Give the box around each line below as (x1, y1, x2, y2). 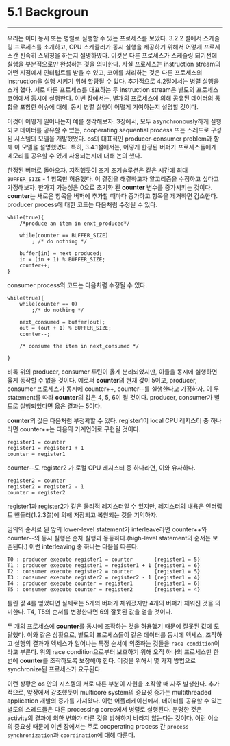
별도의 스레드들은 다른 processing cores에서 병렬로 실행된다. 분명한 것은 (7, 705, 202, 713)
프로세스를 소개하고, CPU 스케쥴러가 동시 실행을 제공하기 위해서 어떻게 (14, 43, 203, 51)
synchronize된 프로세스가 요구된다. (7, 664, 103, 673)
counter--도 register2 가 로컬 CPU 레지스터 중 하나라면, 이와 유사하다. (7, 464, 196, 472)
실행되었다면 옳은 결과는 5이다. (19, 402, 103, 410)
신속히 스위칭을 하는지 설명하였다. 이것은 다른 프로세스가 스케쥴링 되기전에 (19, 51, 218, 59)
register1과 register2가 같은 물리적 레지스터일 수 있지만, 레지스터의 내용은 (7, 502, 204, 510)
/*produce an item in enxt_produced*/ (19, 220, 130, 227)
